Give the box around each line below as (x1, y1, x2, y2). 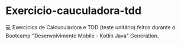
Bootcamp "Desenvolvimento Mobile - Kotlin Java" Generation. (5, 32, 159, 39)
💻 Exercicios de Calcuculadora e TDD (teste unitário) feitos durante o (5, 23, 176, 30)
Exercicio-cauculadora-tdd (5, 4, 142, 18)
